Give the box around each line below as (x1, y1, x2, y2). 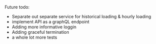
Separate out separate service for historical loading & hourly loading (11, 14, 152, 19)
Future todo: (4, 4, 30, 10)
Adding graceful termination (11, 29, 69, 35)
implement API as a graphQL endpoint (11, 19, 90, 24)
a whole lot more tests (11, 34, 57, 40)
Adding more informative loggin (11, 24, 77, 30)
